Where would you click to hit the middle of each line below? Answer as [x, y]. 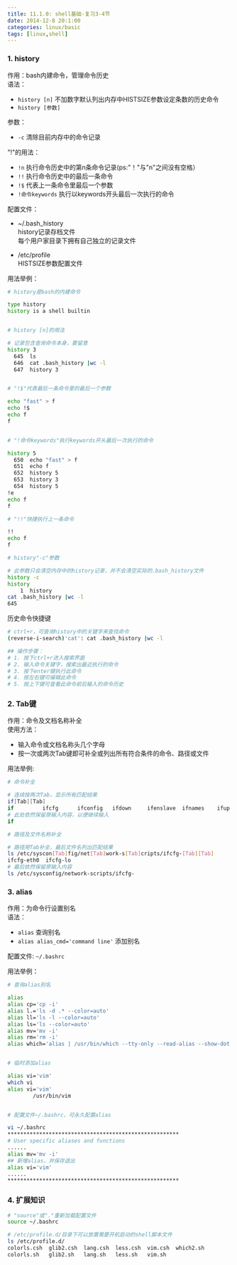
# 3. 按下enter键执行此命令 [44, 671]
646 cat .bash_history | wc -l [60, 363]
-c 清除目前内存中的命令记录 [59, 137]
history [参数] [39, 107]
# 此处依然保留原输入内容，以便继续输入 [58, 815]
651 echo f [32, 467]
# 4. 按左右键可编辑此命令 [42, 678]
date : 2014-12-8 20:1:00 [44, 21]
